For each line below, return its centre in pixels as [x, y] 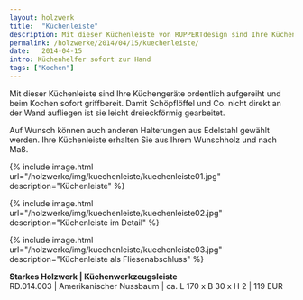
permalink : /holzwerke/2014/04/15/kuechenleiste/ [105, 43]
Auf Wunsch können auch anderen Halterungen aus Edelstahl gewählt [140, 130]
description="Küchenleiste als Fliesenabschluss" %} [107, 259]
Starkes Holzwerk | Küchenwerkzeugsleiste [93, 277]
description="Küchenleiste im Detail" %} [85, 223]
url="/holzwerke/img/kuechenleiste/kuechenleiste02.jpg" [116, 213]
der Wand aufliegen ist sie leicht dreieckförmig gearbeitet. [117, 113]
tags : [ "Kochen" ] [42, 68]
